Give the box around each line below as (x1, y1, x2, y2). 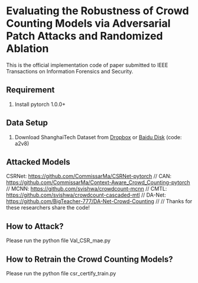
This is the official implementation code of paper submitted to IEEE (6, 61, 168, 69)
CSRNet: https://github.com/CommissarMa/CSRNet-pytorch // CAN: (6, 173, 172, 180)
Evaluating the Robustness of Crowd (6, 4, 189, 18)
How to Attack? (6, 221, 64, 231)
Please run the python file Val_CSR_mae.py (6, 237, 111, 244)
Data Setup (6, 118, 48, 128)
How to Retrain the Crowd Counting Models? (6, 254, 173, 264)
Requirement (6, 85, 55, 95)
